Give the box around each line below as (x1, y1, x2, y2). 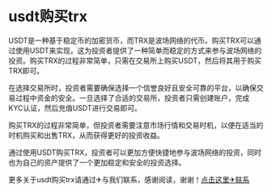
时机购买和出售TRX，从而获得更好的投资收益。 (8, 130, 164, 140)
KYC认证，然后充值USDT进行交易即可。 (8, 102, 142, 113)
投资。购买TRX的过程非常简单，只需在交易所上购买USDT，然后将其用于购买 (8, 56, 261, 65)
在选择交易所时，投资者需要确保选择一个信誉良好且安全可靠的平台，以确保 (8, 82, 257, 93)
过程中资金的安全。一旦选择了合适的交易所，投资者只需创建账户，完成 (15, 93, 249, 102)
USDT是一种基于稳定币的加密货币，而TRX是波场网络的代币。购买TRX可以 (8, 35, 255, 45)
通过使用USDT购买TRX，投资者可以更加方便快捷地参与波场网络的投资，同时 (8, 147, 261, 157)
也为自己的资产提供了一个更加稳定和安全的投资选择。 (8, 157, 186, 167)
